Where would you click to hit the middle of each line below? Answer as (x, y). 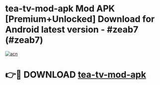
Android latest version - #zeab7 (72, 30)
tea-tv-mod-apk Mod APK (60, 9)
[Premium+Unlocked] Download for (80, 19)
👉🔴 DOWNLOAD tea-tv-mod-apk (76, 75)
